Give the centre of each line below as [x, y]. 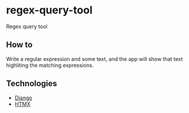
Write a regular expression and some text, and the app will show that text [94, 59]
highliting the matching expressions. [50, 65]
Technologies [32, 83]
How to [19, 45]
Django [23, 98]
